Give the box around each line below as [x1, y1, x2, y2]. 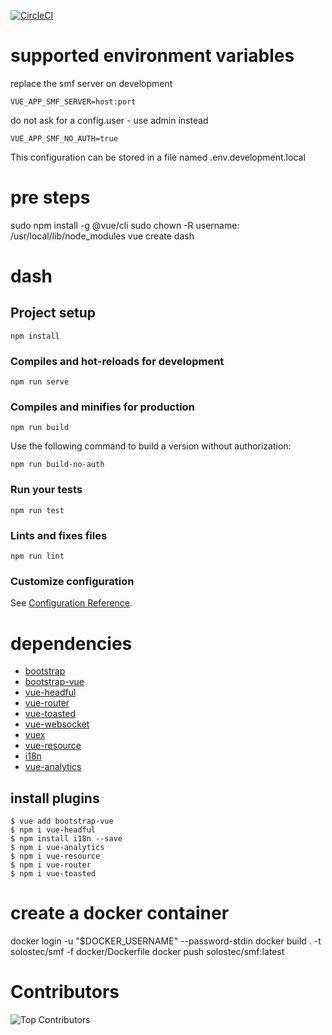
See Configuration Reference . [10, 597, 133, 609]
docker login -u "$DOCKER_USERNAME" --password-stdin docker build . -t [10, 935, 322, 947]
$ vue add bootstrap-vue [10, 816, 114, 827]
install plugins [10, 790, 100, 807]
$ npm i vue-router [10, 860, 92, 870]
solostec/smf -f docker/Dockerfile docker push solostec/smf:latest [10, 946, 285, 958]
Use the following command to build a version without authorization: [10, 440, 292, 452]
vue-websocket [24, 718, 90, 730]
